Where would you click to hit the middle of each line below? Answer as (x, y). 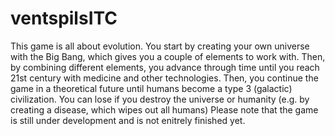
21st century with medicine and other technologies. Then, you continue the (164, 78)
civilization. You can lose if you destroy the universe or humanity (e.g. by (160, 99)
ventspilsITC (64, 18)
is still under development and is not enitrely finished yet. (128, 120)
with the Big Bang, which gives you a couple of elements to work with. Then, (168, 56)
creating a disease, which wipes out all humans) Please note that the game (164, 109)
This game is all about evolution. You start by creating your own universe (160, 46)
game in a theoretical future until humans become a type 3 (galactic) (151, 88)
